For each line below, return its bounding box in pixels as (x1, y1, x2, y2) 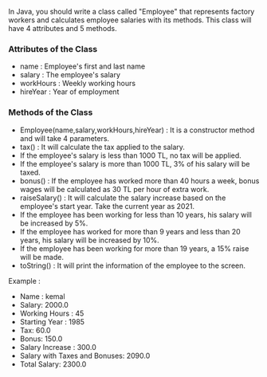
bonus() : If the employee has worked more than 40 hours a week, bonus (19, 175, 260, 186)
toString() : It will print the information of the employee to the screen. (19, 261, 245, 270)
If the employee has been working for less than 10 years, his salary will (19, 210, 253, 219)
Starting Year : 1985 (19, 316, 85, 326)
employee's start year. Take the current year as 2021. (19, 201, 195, 210)
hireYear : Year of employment (19, 87, 120, 96)
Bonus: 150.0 (19, 334, 63, 344)
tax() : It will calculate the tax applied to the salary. (19, 142, 186, 151)
